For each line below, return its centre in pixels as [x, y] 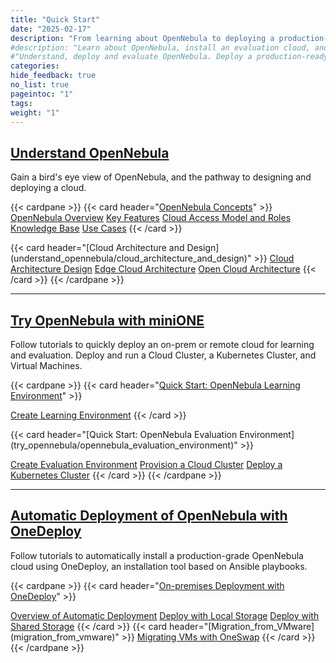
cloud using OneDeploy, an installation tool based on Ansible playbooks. [159, 566]
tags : [21, 103]
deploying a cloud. [48, 188]
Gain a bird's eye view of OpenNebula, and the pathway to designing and [161, 177]
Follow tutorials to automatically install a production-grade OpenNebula [157, 555]
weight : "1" [35, 112]
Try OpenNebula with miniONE [107, 320]
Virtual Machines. [46, 365]
